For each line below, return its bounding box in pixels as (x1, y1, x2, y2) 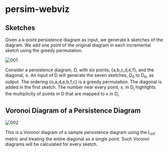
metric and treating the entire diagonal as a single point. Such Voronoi (5, 136, 149, 141)
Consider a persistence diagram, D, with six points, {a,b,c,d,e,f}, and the (5, 67, 154, 73)
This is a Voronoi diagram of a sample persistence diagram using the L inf (5, 129, 155, 136)
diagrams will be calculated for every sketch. (5, 141, 98, 147)
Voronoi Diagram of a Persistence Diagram (5, 106, 141, 115)
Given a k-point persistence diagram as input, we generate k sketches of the (5, 37, 163, 43)
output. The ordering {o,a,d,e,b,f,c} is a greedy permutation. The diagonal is (5, 79, 162, 85)
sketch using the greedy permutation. (5, 48, 83, 53)
